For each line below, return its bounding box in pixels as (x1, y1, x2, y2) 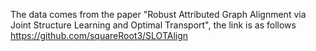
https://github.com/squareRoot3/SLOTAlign (10, 30, 189, 41)
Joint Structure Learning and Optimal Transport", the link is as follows (10, 19, 297, 31)
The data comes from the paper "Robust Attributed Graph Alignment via (10, 9, 307, 20)
